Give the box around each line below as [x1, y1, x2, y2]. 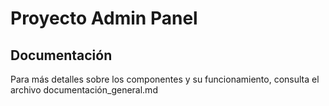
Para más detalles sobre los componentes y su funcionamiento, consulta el [10, 73, 320, 85]
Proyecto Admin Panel [10, 7, 198, 30]
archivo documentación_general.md [10, 84, 158, 96]
